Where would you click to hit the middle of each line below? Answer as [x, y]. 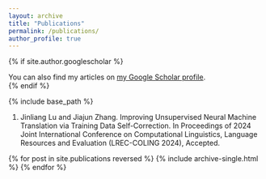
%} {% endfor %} [38, 168]
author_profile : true [45, 38]
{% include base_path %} [51, 101]
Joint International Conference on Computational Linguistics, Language [139, 134]
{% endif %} [29, 86]
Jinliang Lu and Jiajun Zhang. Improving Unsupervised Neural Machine [138, 117]
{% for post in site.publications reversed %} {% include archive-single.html [133, 159]
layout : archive [36, 16]
